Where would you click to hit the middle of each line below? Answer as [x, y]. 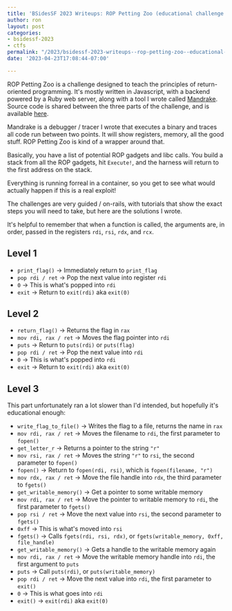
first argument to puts [48, 564]
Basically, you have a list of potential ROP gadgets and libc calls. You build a [115, 155]
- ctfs [17, 46]
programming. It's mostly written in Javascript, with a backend [121, 91]
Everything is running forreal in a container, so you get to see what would [111, 183]
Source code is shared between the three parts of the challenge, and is [108, 106]
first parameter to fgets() [54, 507]
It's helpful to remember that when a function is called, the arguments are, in [116, 224]
